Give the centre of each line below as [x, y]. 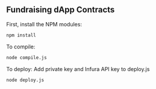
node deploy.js [25, 80]
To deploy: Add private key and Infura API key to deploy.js [78, 69]
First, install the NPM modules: [44, 24]
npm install [21, 35]
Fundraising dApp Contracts [61, 10]
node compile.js [27, 57]
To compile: [21, 47]
